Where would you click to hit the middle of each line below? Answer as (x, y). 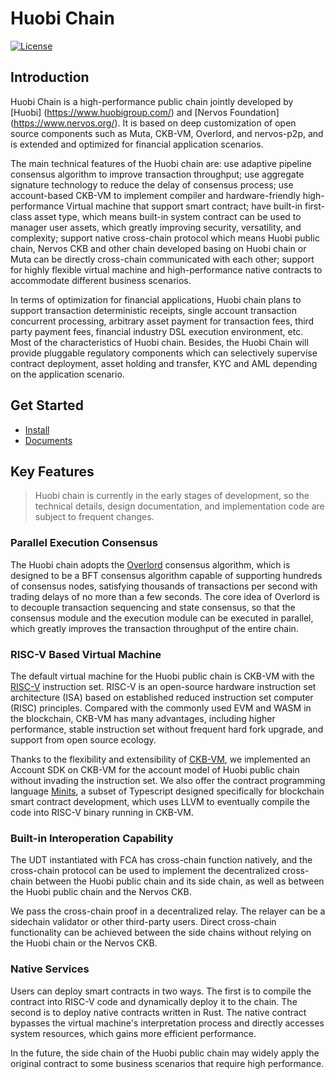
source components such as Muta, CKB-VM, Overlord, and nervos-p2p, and (167, 133)
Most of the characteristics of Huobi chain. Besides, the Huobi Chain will (159, 342)
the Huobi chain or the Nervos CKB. (84, 943)
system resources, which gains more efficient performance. (133, 1033)
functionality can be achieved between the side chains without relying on (161, 933)
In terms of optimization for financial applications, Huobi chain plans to (156, 299)
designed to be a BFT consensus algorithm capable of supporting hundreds (166, 575)
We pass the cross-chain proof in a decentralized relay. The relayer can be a (168, 911)
